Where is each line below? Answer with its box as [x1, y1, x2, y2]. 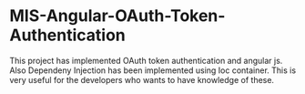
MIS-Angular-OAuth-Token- [9, 5, 226, 26]
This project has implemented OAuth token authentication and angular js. [9, 55, 283, 66]
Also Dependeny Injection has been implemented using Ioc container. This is [9, 65, 297, 76]
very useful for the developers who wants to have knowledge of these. [9, 74, 275, 85]
